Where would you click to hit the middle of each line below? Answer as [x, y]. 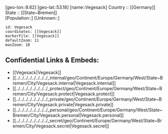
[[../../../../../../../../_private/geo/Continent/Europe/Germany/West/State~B [87, 99]
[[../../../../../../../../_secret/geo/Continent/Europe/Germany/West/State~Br [87, 120]
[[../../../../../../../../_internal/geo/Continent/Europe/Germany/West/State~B [88, 78]
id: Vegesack [19, 27]
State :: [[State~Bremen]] [31, 13]
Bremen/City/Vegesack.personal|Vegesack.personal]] [68, 115]
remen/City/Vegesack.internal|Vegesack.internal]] [64, 83]
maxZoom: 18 [18, 45]
